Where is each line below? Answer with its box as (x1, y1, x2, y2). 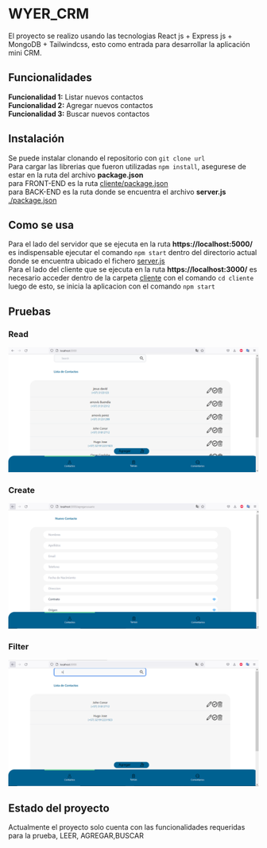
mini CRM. (8, 48, 42, 57)
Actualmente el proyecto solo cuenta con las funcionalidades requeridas (8, 823, 246, 832)
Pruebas (8, 304, 52, 318)
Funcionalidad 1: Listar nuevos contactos (8, 92, 144, 102)
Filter (8, 641, 29, 652)
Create (8, 484, 36, 495)
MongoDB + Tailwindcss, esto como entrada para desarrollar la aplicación (8, 39, 250, 48)
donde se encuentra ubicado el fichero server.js (8, 256, 165, 266)
